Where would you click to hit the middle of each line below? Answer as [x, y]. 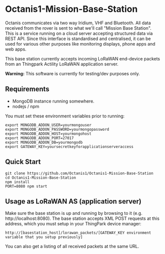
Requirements [27, 89]
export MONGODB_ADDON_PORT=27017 [40, 138]
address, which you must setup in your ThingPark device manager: [73, 224]
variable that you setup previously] [44, 237]
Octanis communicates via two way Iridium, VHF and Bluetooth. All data [78, 23]
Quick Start [23, 162]
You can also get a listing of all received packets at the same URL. [72, 247]
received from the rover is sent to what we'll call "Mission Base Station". [78, 28]
